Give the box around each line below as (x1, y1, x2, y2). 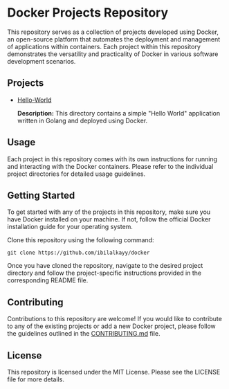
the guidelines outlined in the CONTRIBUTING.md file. (7, 329, 161, 338)
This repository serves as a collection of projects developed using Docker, (7, 28, 219, 36)
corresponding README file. (7, 276, 89, 284)
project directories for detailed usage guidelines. (7, 170, 146, 178)
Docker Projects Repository (7, 5, 168, 21)
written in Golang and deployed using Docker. (17, 116, 147, 125)
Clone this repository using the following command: (7, 236, 154, 244)
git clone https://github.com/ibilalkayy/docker (7, 249, 150, 257)
